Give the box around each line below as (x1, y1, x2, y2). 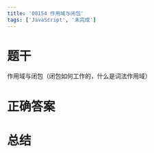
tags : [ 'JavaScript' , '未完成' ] (7, 16, 97, 23)
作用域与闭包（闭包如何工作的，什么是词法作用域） (7, 72, 151, 80)
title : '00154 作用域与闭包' (7, 10, 84, 17)
